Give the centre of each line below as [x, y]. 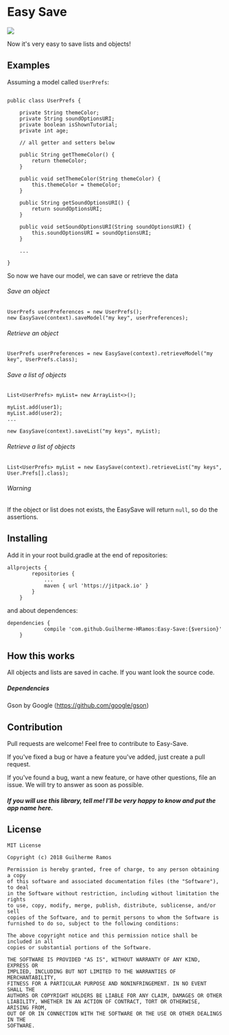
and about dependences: [43, 610]
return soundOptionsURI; [67, 209]
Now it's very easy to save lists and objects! [69, 44]
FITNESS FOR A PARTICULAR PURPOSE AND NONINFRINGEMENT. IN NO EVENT [107, 983]
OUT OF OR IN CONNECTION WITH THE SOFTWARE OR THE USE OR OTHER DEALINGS [115, 1014]
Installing [27, 539]
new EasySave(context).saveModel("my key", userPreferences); [98, 318]
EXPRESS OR [23, 966]
